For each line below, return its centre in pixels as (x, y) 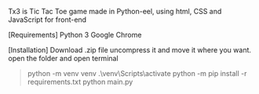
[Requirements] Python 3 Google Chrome (75, 35)
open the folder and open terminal (64, 58)
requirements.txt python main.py (80, 82)
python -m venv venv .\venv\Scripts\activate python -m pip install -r (137, 73)
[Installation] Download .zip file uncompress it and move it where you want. (130, 50)
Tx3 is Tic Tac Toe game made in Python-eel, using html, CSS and (115, 11)
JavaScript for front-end (47, 20)
